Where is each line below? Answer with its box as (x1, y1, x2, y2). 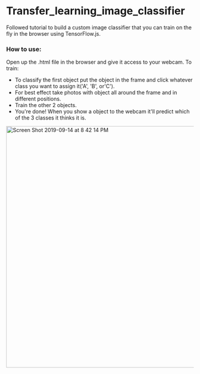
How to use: (6, 45, 42, 53)
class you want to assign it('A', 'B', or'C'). (14, 83, 115, 90)
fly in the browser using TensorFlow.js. (6, 30, 101, 37)
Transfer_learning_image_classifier (6, 4, 186, 18)
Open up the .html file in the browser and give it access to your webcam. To (6, 58, 192, 66)
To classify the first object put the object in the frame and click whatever (14, 76, 193, 84)
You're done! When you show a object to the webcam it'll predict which (14, 108, 190, 115)
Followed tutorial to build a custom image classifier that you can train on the (6, 24, 192, 31)
